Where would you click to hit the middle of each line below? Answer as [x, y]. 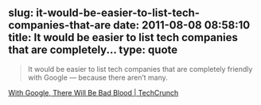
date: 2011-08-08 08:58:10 [181, 26]
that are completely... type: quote [93, 50]
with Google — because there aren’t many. [98, 77]
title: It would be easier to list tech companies [123, 37]
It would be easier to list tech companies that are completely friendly [140, 69]
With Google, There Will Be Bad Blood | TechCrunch [93, 92]
